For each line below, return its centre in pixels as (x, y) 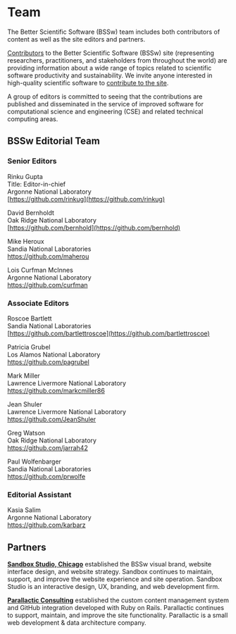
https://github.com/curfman (48, 285)
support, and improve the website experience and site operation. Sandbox (115, 579)
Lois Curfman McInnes (41, 270)
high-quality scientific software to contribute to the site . (88, 82)
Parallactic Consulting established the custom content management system (118, 600)
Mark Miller (24, 375)
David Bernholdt (31, 213)
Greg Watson (26, 433)
